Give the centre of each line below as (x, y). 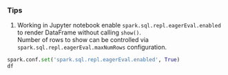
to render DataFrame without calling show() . (79, 32)
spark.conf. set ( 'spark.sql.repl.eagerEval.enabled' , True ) (94, 60)
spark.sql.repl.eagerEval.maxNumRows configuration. (92, 47)
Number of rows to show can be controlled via (83, 40)
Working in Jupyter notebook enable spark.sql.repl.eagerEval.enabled (119, 25)
